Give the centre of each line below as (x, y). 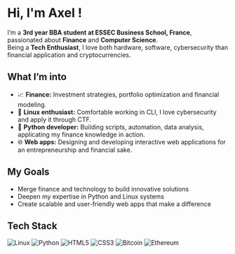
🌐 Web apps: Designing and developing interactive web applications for (122, 141)
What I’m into (37, 77)
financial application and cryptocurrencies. (69, 55)
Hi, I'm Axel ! (45, 13)
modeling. (32, 104)
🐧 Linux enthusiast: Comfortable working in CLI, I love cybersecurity (117, 112)
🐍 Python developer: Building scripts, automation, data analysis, (111, 127)
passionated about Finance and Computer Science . (83, 39)
